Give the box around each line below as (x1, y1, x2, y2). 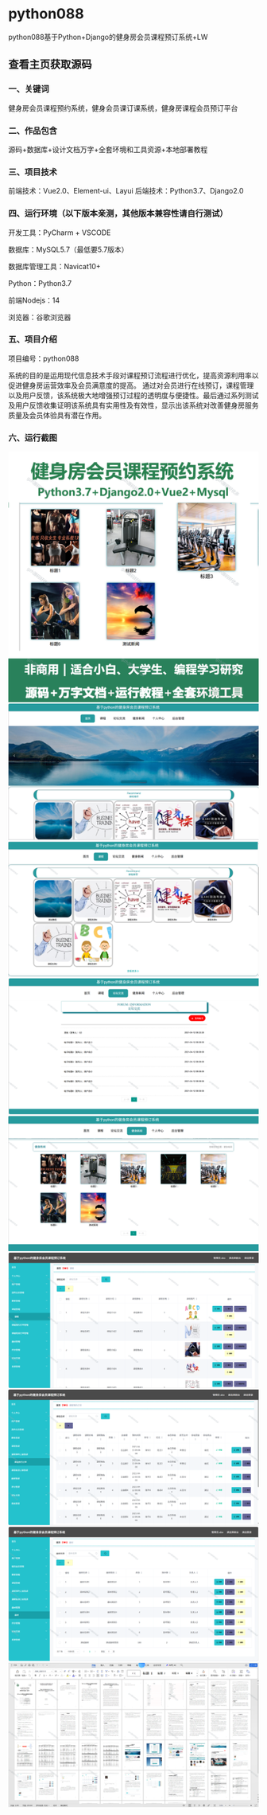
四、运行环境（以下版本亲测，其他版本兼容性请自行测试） (8, 208, 228, 219)
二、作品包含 (8, 125, 58, 136)
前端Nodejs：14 (8, 295, 60, 305)
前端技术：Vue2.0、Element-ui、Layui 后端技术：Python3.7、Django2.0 (8, 186, 244, 196)
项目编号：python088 (8, 354, 79, 363)
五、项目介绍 (8, 334, 58, 345)
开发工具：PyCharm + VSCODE (8, 228, 111, 237)
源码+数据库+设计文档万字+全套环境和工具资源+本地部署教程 (8, 144, 208, 154)
